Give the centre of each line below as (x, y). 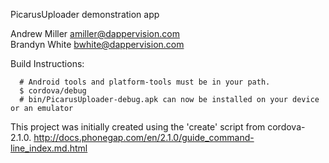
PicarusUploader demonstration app (85, 14)
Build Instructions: (47, 63)
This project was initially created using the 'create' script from (138, 127)
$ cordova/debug (53, 91)
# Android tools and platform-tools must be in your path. (145, 82)
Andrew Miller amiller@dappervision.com (95, 33)
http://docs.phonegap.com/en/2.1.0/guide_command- (144, 137)
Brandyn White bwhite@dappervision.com (97, 44)
